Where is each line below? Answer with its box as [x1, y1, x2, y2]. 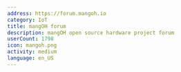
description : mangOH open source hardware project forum [7, 29, 175, 36]
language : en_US [7, 55, 54, 62]
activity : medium [7, 49, 57, 56]
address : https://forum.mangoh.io [7, 10, 107, 17]
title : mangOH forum [7, 23, 67, 29]
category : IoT [7, 16, 48, 23]
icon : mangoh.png [7, 42, 57, 49]
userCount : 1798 [7, 36, 54, 43]
